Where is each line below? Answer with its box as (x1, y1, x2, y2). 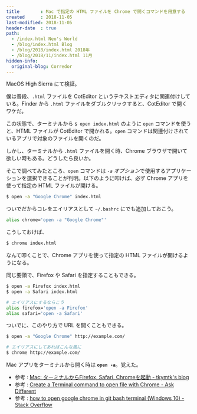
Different (14, 387, 37, 395)
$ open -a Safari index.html (6, 288, 78, 295)
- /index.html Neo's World (11, 36, 78, 42)
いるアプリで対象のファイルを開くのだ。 (6, 135, 104, 142)
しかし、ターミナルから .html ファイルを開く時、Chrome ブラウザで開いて (6, 147, 188, 155)
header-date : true (6, 25, 57, 31)
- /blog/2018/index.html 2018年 (11, 47, 90, 53)
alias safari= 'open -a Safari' (6, 310, 83, 316)
